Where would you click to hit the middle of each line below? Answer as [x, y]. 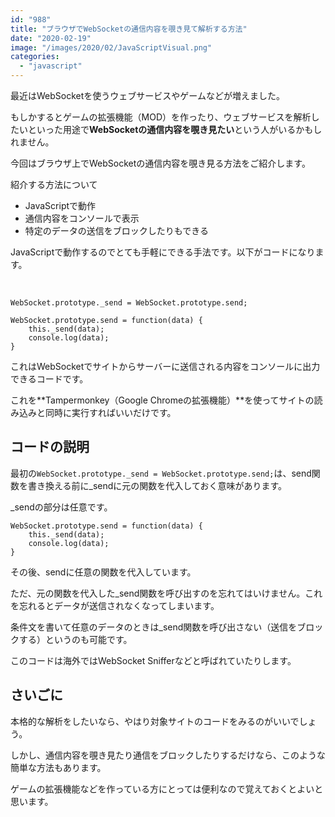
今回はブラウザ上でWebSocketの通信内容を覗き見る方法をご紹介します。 [160, 163]
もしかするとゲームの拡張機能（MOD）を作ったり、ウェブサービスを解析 [161, 117]
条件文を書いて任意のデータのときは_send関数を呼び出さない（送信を [154, 627]
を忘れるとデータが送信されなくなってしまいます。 [115, 605]
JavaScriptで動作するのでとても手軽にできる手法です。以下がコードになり [163, 252]
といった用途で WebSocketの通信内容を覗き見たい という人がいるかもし [175, 129]
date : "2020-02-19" [51, 38]
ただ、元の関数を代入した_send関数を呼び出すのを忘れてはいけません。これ [166, 593]
